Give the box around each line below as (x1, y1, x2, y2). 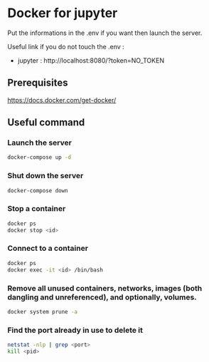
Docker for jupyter (7, 5, 118, 21)
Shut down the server (7, 171, 84, 181)
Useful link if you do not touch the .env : (7, 42, 124, 51)
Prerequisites (7, 77, 68, 89)
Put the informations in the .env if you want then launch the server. (7, 29, 203, 37)
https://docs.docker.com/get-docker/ (7, 95, 117, 104)
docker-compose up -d (7, 154, 72, 161)
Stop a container (7, 204, 66, 214)
